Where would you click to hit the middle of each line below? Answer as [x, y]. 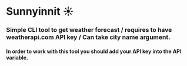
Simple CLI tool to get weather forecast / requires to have [89, 30]
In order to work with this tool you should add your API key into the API [94, 51]
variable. [17, 57]
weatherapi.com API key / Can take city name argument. [88, 37]
